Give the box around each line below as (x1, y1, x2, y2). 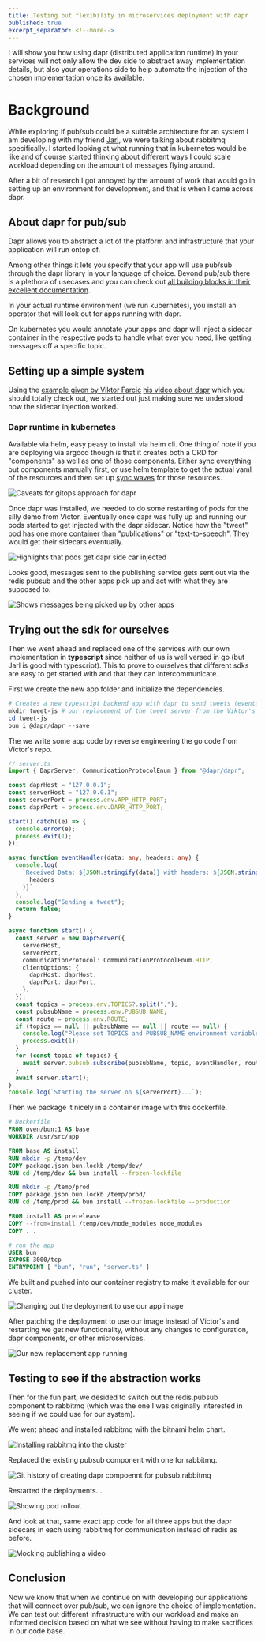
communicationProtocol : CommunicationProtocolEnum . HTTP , (22, 956, 214, 964)
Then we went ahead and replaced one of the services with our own (8, 644, 230, 653)
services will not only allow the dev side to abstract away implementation (8, 56, 246, 66)
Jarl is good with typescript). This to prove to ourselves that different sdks (8, 661, 249, 670)
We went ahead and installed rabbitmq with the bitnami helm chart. (8, 1424, 226, 1434)
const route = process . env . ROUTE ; (15, 1015, 129, 1023)
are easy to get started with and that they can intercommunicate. (8, 669, 218, 679)
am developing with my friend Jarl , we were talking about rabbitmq (8, 135, 226, 145)
